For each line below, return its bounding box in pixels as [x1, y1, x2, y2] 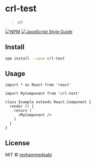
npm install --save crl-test [5, 56, 65, 61]
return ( [14, 108, 32, 113]
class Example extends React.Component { [5, 100, 92, 105]
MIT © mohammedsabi [5, 152, 52, 158]
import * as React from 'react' [5, 82, 71, 87]
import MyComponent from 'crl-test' [5, 91, 80, 96]
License [5, 138, 30, 147]
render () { [9, 104, 34, 109]
